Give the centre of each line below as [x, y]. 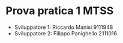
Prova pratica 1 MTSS [60, 11]
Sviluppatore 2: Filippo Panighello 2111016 [66, 33]
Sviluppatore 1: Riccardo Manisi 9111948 [64, 27]
